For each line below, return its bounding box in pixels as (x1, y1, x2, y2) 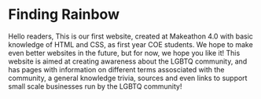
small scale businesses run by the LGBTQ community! (8, 81, 182, 91)
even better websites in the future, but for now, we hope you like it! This (8, 48, 241, 57)
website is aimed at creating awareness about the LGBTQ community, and (8, 57, 248, 66)
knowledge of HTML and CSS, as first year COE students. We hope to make (8, 39, 253, 49)
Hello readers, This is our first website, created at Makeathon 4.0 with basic (8, 31, 254, 41)
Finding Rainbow (8, 5, 120, 24)
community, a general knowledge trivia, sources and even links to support (8, 73, 248, 82)
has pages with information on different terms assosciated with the (8, 64, 226, 74)
